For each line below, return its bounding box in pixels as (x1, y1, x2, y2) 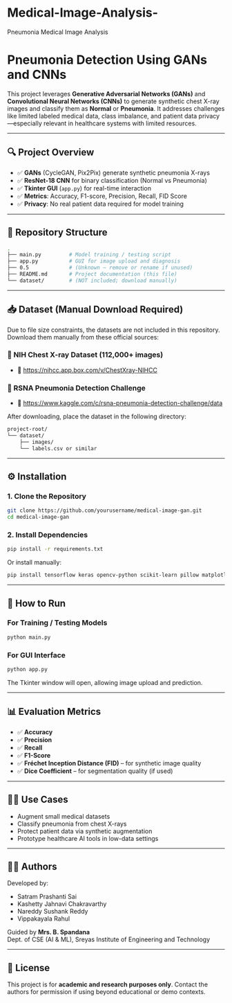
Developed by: (7, 879, 48, 887)
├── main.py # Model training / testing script (7, 251, 171, 258)
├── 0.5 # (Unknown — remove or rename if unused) (7, 265, 193, 272)
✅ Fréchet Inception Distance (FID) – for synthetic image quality (17, 758, 202, 767)
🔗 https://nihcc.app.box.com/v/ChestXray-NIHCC (17, 366, 157, 374)
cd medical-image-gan (7, 514, 70, 521)
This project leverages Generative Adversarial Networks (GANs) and (7, 89, 206, 98)
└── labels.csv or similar (19, 445, 97, 452)
